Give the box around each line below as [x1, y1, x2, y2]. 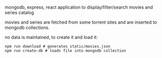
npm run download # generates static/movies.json [5, 44, 111, 49]
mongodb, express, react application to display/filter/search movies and [5, 4, 153, 10]
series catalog [5, 9, 34, 15]
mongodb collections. [5, 24, 50, 30]
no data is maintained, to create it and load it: [5, 34, 98, 40]
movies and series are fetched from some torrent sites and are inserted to [5, 19, 157, 25]
